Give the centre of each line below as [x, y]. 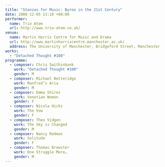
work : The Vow [28, 111]
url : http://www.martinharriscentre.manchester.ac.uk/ [67, 42]
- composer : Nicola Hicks [36, 106]
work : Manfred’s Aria [36, 83]
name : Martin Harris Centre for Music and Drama [61, 38]
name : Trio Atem [26, 23]
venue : [12, 33]
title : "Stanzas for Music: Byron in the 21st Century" [64, 10]
